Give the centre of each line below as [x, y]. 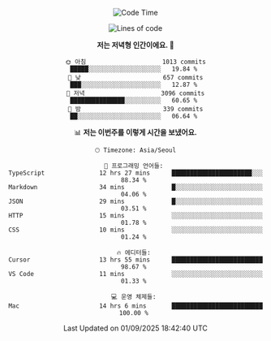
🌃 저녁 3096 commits [135, 93]
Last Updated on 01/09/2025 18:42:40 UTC [135, 328]
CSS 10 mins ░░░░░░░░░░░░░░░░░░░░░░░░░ [135, 230]
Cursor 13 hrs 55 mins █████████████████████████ [135, 260]
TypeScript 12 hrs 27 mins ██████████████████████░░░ [135, 173]
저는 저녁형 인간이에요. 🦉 [135, 45]
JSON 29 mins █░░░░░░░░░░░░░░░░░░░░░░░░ [135, 201]
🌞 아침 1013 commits [135, 62]
